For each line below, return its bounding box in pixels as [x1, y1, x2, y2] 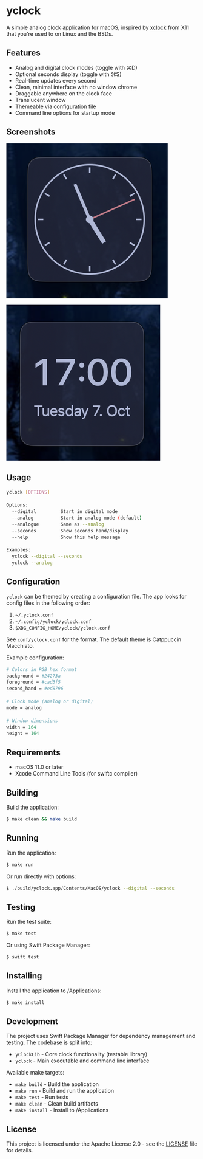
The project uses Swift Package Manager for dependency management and [6, 1033, 196, 1040]
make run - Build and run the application [15, 1087, 114, 1095]
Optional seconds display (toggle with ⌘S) [15, 71, 122, 78]
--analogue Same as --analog [12, 521, 104, 528]
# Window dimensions [6, 718, 59, 724]
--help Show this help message [12, 534, 121, 540]
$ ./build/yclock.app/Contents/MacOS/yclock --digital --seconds [6, 885, 175, 891]
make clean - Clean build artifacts [15, 1100, 98, 1107]
